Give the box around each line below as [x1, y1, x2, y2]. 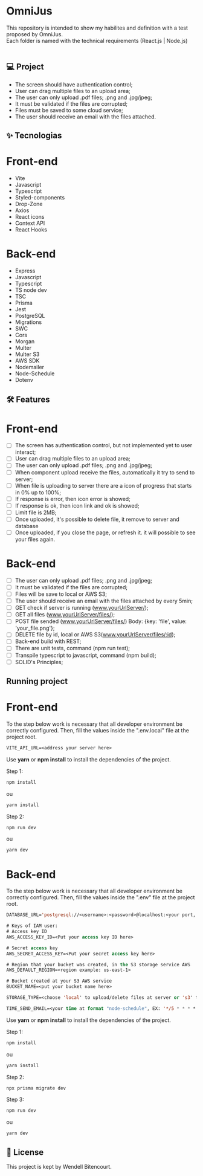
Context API [14, 219, 45, 227]
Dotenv [14, 376, 33, 384]
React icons [14, 213, 45, 221]
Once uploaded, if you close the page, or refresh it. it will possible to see [14, 529, 196, 536]
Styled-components [14, 194, 65, 201]
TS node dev [14, 286, 47, 294]
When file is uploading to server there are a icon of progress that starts [14, 482, 192, 489]
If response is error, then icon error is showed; [14, 495, 131, 502]
